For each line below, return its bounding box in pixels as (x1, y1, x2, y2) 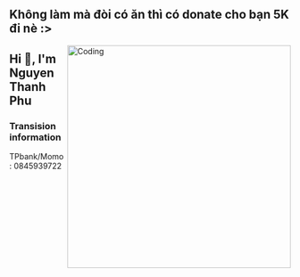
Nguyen (9, 65, 55, 80)
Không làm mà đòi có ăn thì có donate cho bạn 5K (9, 7, 290, 22)
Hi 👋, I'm (9, 51, 56, 66)
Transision (9, 119, 56, 132)
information (9, 131, 62, 143)
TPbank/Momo (9, 151, 64, 162)
